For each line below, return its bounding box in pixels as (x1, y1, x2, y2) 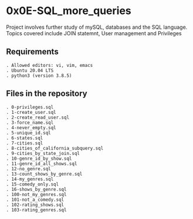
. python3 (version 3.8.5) (6, 72, 72, 79)
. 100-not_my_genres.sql (6, 191, 67, 197)
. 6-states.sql (6, 135, 43, 141)
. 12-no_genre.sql (6, 166, 51, 171)
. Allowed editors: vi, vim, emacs (6, 62, 93, 68)
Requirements (6, 47, 59, 57)
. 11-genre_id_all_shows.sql (6, 160, 77, 167)
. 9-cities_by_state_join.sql (6, 150, 80, 156)
